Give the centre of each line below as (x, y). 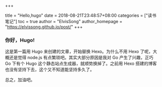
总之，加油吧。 (20, 80)
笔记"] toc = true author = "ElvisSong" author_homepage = (64, 21)
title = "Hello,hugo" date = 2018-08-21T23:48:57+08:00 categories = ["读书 (81, 15)
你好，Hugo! (20, 40)
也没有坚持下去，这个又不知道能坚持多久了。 (50, 70)
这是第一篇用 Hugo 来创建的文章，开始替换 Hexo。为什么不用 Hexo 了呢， (79, 51)
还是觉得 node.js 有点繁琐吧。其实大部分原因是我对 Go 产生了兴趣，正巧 (81, 58)
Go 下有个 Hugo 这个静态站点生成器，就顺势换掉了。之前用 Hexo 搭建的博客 (81, 63)
